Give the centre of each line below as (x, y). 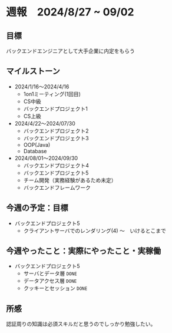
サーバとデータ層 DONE (50, 273)
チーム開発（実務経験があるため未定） (70, 180)
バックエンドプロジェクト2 (56, 131)
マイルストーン (33, 71)
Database (35, 151)
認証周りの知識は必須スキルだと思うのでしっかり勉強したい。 (81, 324)
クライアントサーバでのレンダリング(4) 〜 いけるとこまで (95, 230)
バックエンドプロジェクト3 (56, 138)
